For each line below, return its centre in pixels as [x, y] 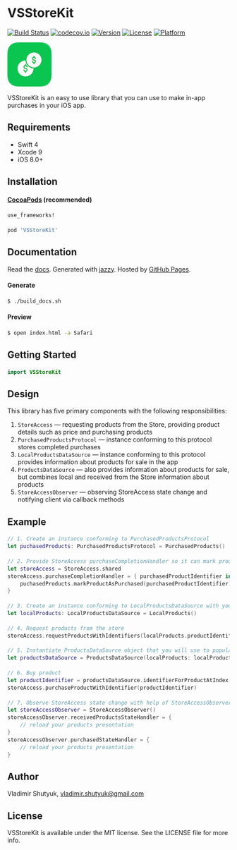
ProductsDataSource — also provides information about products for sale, [123, 470]
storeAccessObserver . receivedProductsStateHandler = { [90, 717]
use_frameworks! [31, 215]
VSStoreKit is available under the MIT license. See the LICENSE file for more [118, 833]
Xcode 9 [30, 152]
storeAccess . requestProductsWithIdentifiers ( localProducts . [98, 636]
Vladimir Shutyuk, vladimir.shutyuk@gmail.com [76, 794]
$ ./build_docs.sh [34, 301]
